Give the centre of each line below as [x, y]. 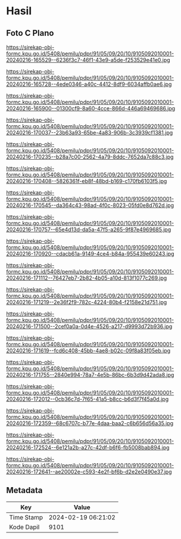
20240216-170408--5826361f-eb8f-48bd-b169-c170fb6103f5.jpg [87, 181]
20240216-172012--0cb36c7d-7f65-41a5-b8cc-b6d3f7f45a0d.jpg [88, 399]
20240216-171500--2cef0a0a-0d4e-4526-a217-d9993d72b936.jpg [89, 326]
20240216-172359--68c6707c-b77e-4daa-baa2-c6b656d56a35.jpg [90, 423]
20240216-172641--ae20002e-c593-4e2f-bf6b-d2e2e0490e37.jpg [89, 472]
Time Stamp [26, 517]
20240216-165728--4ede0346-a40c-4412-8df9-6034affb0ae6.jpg [89, 84]
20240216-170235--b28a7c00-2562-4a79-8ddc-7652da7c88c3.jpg [90, 157]
